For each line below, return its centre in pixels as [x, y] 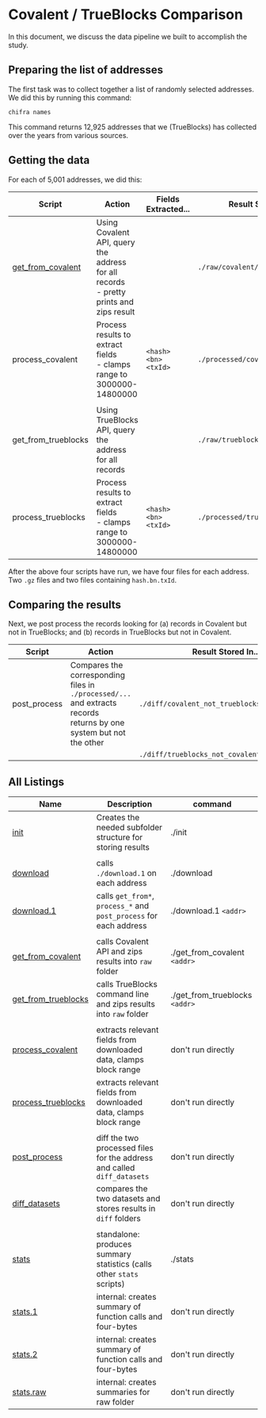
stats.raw [29, 1393]
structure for [120, 838]
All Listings [36, 782]
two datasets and [128, 1199]
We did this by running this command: [70, 98]
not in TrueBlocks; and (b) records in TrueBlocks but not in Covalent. [120, 632]
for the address [125, 1158]
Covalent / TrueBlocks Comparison [126, 15]
